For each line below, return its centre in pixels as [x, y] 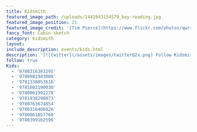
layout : [16, 44]
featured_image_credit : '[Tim [43, 28]
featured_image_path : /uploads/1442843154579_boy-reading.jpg [84, 17]
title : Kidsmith [26, 11]
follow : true [22, 60]
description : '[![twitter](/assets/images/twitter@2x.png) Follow [89, 55]
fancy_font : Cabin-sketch [38, 33]
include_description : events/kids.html [55, 50]
